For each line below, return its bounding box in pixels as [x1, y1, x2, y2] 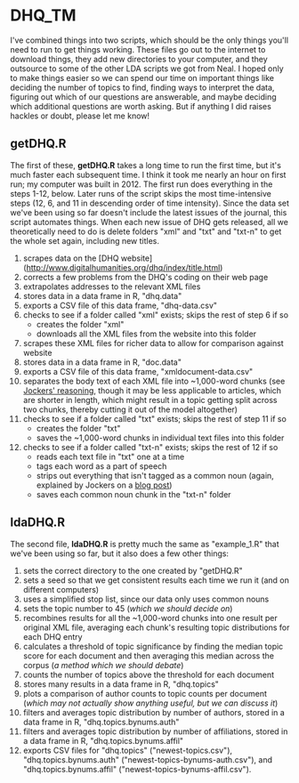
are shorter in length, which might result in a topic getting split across [22, 394, 278, 405]
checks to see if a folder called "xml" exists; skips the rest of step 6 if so [22, 309, 288, 320]
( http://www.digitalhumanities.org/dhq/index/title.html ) [22, 262, 223, 272]
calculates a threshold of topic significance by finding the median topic [22, 641, 284, 651]
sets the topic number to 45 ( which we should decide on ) [22, 602, 233, 614]
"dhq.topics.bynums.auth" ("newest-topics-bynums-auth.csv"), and [22, 754, 272, 765]
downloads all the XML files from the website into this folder [36, 328, 257, 339]
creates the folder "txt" [36, 423, 121, 433]
